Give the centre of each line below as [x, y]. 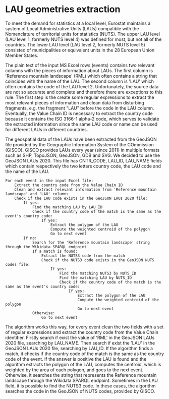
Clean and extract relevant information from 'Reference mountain [86, 189]
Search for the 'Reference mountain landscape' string [91, 242]
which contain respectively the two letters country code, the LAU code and [83, 166]
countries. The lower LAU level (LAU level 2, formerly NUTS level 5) [75, 44]
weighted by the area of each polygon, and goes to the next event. [74, 370]
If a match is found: [55, 251]
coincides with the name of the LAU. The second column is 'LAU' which [80, 81]
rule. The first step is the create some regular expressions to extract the [80, 97]
